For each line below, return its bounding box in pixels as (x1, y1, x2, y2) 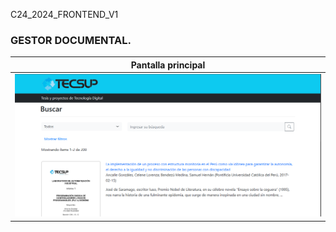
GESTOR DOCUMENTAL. (10, 33, 132, 47)
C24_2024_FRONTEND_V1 (10, 9, 119, 20)
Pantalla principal (130, 59, 206, 71)
